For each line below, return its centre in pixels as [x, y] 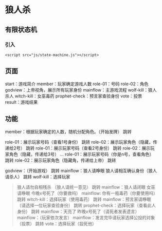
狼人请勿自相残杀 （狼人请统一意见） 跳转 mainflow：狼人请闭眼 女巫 [86, 187]
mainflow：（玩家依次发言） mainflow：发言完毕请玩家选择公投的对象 [86, 217]
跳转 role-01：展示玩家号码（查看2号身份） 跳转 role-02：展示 [88, 148]
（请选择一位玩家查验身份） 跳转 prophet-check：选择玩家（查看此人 [86, 205]
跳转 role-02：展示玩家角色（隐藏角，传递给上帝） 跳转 [61, 160]
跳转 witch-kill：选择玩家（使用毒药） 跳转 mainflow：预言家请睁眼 [84, 199]
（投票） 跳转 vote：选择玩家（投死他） [57, 223]
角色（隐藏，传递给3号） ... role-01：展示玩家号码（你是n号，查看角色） [81, 154]
